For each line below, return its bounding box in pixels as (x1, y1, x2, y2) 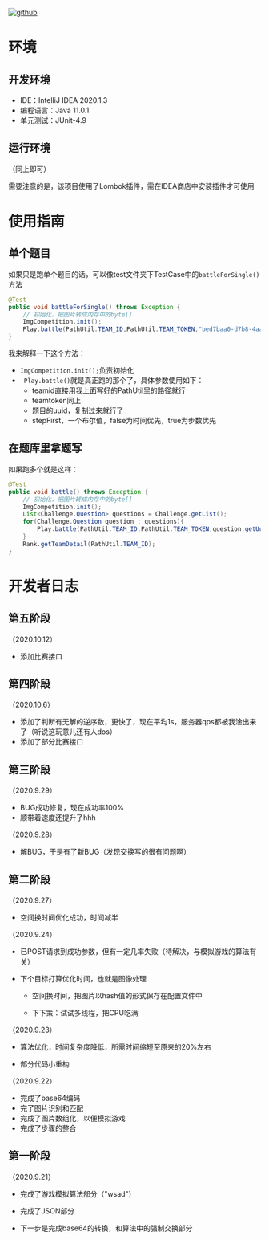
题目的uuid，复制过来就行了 (31, 406, 124, 415)
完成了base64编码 (19, 1093, 81, 1103)
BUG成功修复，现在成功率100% (19, 803, 124, 813)
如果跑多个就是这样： (8, 464, 78, 474)
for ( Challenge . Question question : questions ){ (22, 518, 184, 526)
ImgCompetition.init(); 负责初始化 (19, 365, 134, 375)
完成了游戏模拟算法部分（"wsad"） (19, 1189, 136, 1198)
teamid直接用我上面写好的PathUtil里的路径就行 (31, 385, 186, 395)
